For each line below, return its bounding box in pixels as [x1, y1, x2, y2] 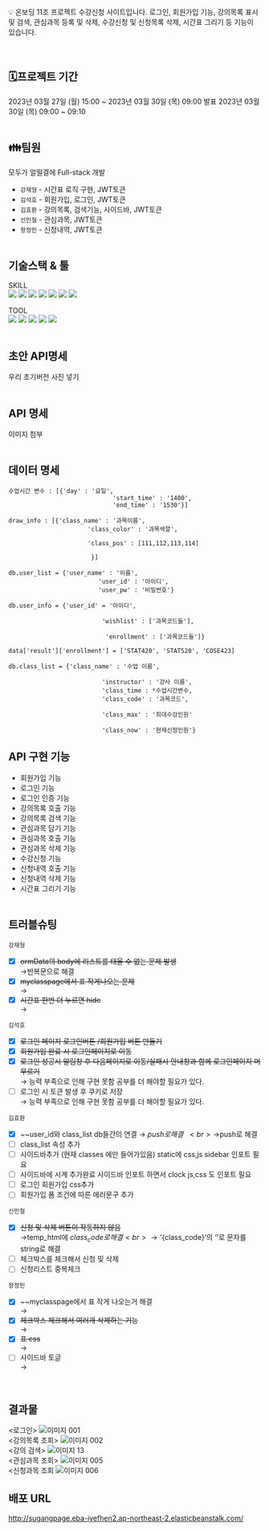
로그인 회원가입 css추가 [19, 1180, 95, 1189]
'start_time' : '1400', [112, 494, 193, 502]
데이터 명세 [8, 464, 60, 478]
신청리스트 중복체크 [19, 1264, 81, 1274]
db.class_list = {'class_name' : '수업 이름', [8, 662, 161, 671]
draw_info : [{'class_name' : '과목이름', [8, 516, 146, 524]
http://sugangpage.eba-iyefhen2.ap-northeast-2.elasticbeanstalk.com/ [8, 1513, 244, 1523]
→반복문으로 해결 [19, 967, 75, 976]
